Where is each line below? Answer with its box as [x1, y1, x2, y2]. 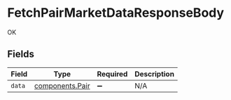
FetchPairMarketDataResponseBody [7, 5, 225, 21]
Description [134, 69, 175, 78]
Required [97, 69, 128, 78]
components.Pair [34, 80, 90, 90]
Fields [7, 48, 35, 60]
